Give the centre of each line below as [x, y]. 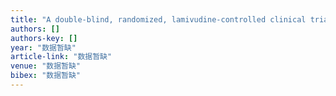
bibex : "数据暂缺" [46, 76]
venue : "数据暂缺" [46, 66]
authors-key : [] [44, 38]
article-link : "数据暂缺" [61, 57]
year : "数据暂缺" [43, 47]
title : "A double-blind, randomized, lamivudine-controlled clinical [158, 19]
